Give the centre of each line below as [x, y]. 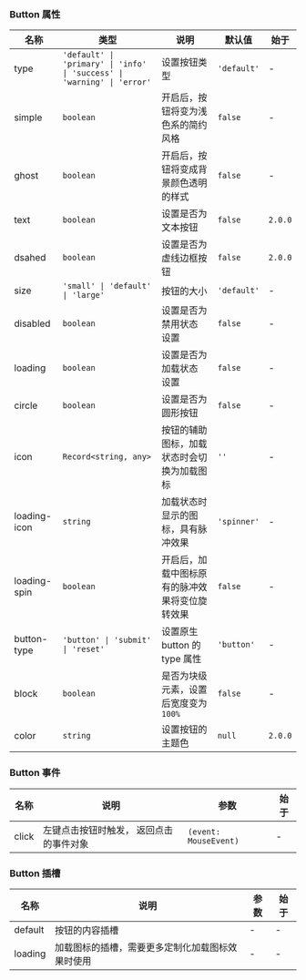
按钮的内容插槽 [87, 930]
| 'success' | [93, 73]
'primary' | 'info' [105, 64]
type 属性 [182, 659]
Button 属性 [35, 14]
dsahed [30, 258]
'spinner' [239, 522]
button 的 [181, 646]
